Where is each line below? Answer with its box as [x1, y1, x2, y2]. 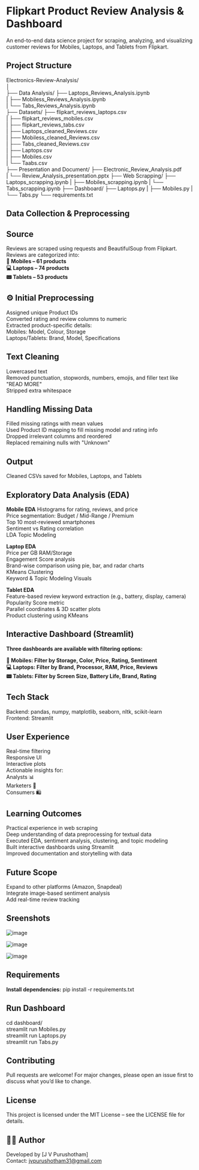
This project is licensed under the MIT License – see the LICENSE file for [6, 1111, 185, 1118]
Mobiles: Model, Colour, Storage [6, 328, 86, 335]
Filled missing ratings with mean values [6, 420, 104, 427]
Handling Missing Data [6, 404, 93, 414]
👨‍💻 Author [6, 1135, 46, 1145]
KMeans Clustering [6, 569, 54, 576]
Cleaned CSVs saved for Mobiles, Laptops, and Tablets [6, 473, 142, 480]
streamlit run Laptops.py [6, 1031, 67, 1039]
